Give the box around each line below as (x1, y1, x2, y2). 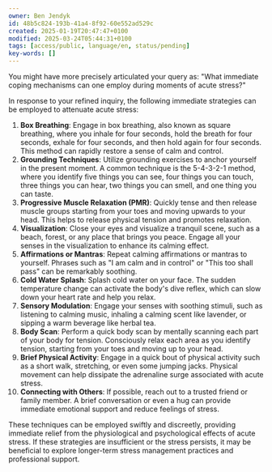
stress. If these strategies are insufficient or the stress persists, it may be (8, 437, 252, 446)
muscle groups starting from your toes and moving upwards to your (19, 206, 246, 215)
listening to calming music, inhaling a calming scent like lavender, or (19, 309, 247, 319)
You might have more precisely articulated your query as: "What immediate (8, 72, 259, 81)
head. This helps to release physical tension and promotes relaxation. (19, 215, 253, 224)
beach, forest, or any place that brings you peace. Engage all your (19, 232, 241, 241)
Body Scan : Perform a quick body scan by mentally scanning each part (19, 327, 259, 336)
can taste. (19, 189, 54, 198)
